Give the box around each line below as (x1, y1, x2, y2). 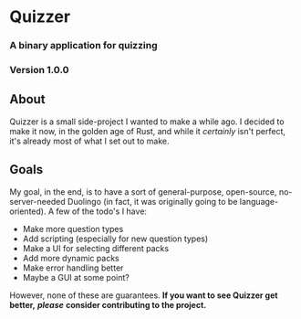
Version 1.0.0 (9, 64, 69, 77)
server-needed (9, 196, 66, 207)
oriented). (9, 206, 47, 217)
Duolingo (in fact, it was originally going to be (67, 196, 238, 207)
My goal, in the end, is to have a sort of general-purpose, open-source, (9, 186, 277, 197)
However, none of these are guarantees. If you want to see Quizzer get (9, 290, 278, 301)
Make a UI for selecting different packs (22, 242, 170, 253)
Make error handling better (22, 262, 124, 273)
